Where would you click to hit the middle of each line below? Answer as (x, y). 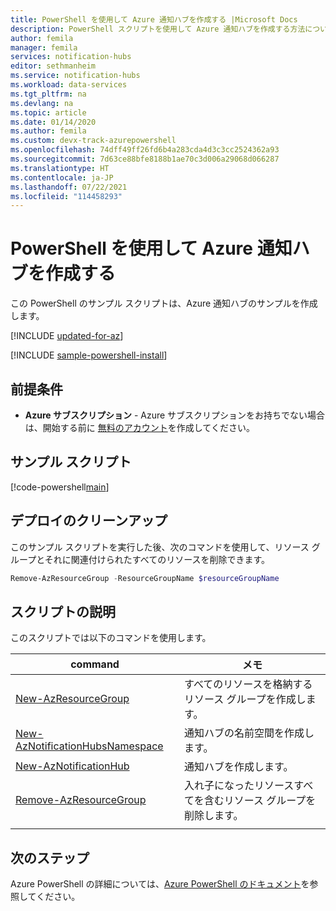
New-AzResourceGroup (72, 699)
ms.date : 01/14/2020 (53, 122)
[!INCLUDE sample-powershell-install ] (89, 355)
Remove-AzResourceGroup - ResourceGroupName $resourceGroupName (145, 578)
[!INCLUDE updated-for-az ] (67, 336)
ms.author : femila (48, 131)
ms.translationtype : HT (60, 168)
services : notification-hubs (71, 57)
